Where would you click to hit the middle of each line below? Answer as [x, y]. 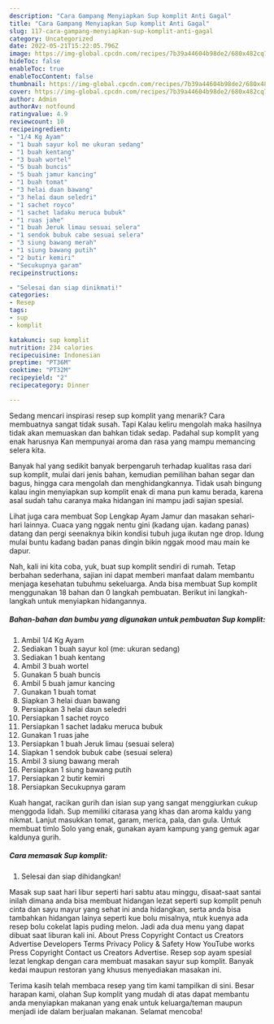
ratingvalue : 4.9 [39, 115]
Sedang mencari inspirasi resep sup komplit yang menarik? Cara [117, 415]
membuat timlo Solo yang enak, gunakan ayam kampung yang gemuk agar [135, 828]
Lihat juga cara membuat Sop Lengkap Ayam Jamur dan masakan [119, 516]
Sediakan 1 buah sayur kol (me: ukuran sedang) [100, 649]
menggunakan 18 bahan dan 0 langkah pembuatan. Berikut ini [113, 592]
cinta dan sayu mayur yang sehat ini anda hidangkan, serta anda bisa [125, 909]
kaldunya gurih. [35, 837]
